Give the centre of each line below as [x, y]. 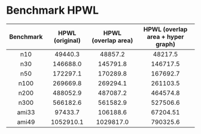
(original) [67, 40]
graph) [165, 44]
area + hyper [165, 36]
